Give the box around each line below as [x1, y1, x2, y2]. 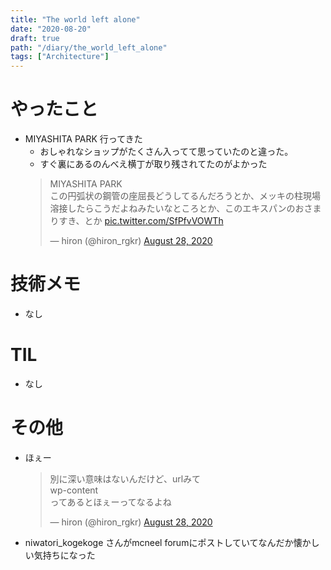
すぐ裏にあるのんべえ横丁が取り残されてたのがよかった [39, 158, 268, 170]
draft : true [10, 33, 60, 43]
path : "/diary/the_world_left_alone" [10, 42, 168, 53]
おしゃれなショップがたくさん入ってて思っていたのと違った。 [39, 146, 294, 158]
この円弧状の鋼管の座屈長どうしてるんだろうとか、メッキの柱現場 [49, 190, 322, 202]
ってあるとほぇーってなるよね [49, 496, 172, 508]
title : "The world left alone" [10, 14, 141, 25]
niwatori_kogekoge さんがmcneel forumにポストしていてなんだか [24, 536, 294, 548]
